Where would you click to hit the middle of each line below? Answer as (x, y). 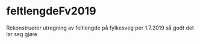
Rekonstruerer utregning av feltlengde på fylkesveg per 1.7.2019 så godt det (100, 28)
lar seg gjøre (22, 34)
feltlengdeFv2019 (51, 11)
